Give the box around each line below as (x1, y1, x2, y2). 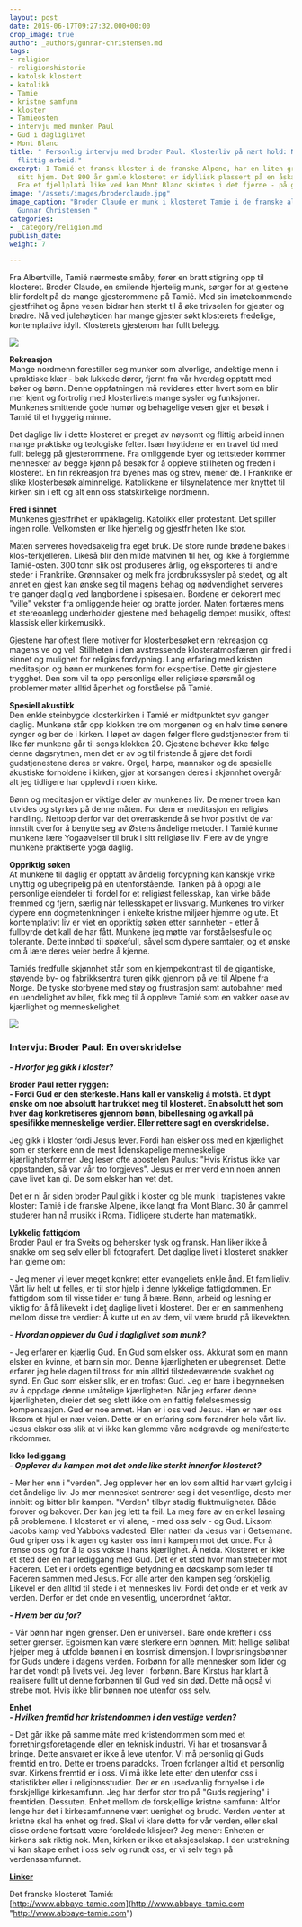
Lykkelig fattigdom (9, 1227, 81, 1237)
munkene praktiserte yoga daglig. (9, 842, 134, 853)
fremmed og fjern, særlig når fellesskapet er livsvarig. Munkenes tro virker (9, 898, 285, 909)
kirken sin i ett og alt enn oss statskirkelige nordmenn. (9, 487, 209, 498)
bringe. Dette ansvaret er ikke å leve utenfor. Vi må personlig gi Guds (9, 1748, 265, 1758)
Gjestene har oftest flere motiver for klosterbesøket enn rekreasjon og (9, 635, 268, 645)
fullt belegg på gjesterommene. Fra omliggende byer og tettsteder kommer (9, 448, 286, 460)
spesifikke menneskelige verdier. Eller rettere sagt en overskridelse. (9, 1117, 270, 1128)
